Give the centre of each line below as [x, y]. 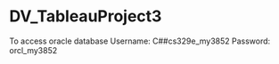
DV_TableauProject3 [86, 16]
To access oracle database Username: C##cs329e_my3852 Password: [140, 41]
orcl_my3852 [33, 50]
